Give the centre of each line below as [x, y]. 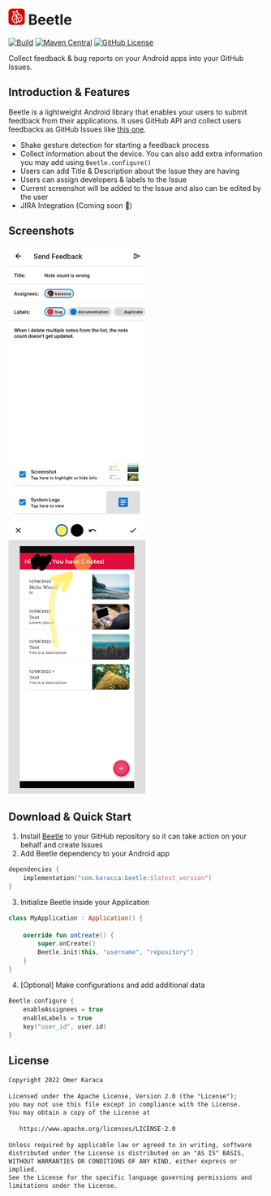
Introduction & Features [69, 92]
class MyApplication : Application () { [76, 918]
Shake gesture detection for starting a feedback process [114, 145]
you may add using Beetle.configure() [86, 162]
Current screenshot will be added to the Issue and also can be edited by [140, 188]
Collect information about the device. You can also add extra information [141, 154]
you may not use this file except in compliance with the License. [125, 1105]
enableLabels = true [58, 1018]
